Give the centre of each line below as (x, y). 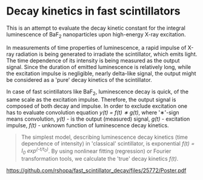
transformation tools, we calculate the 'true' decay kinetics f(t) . (100, 158)
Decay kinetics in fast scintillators (93, 11)
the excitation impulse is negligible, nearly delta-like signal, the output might (101, 73)
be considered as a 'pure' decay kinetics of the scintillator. (79, 79)
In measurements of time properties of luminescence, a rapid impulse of (96, 47)
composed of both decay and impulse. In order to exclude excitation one (97, 106)
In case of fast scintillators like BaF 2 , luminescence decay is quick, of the (98, 92)
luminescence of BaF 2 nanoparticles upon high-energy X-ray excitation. (96, 35)
